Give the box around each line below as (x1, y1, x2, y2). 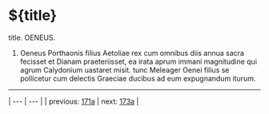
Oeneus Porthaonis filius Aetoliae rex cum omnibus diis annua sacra (19, 48, 244, 57)
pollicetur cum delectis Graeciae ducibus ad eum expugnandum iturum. (19, 73, 256, 83)
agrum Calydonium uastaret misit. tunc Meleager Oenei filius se (19, 65, 230, 74)
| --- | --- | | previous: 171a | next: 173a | (8, 96, 139, 106)
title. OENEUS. (8, 33, 56, 42)
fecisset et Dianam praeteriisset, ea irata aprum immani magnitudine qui (19, 57, 258, 66)
